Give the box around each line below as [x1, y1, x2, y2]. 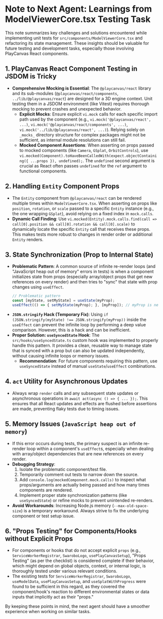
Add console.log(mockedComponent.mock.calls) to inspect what [19, 476, 146, 483]
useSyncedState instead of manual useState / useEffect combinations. [19, 363, 157, 369]
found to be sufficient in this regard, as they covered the [12, 583, 125, 590]
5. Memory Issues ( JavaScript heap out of [5, 420, 136, 428]
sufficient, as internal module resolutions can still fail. [19, 137, 126, 143]
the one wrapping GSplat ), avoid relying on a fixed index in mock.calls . [12, 210, 154, 216]
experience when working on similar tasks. [5, 609, 91, 615]
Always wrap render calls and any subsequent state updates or [12, 390, 139, 396]
